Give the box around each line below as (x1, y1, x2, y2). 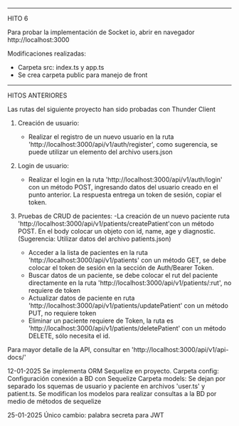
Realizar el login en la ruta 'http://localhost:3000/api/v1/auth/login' (28, 175, 223, 184)
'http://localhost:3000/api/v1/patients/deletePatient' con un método (28, 324, 226, 332)
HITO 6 (7, 14, 28, 22)
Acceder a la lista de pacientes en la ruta (28, 249, 148, 256)
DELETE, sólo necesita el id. (28, 332, 110, 340)
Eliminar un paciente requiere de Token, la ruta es (28, 316, 174, 325)
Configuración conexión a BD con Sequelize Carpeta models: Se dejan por (7, 375, 226, 383)
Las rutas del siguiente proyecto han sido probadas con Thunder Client (7, 105, 216, 113)
